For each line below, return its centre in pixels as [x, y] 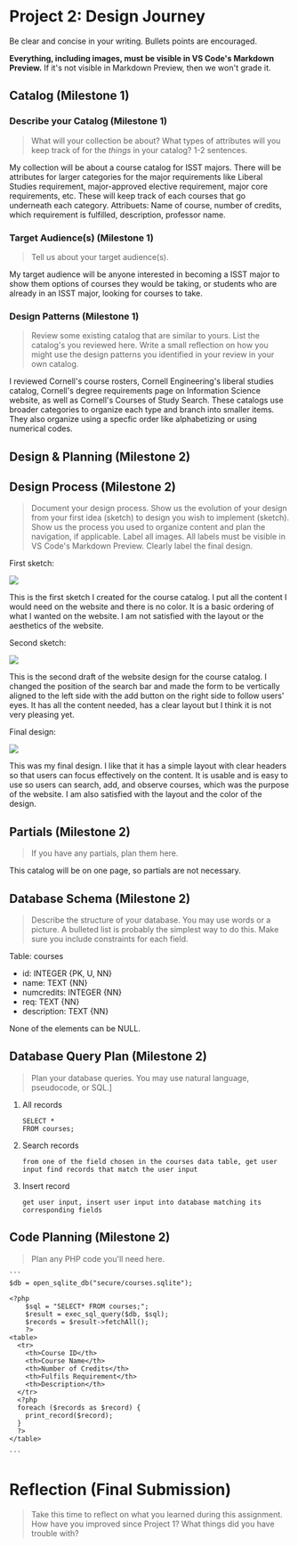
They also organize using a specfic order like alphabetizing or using [133, 419]
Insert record [46, 1185]
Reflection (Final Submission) [120, 1489]
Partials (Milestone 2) [70, 831]
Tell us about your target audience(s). [100, 256]
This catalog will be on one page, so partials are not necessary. [125, 871]
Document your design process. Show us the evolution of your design [159, 509]
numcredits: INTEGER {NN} [72, 993]
